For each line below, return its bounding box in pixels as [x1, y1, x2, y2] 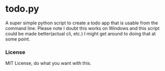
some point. [5, 36, 31, 42]
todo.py [5, 3, 39, 15]
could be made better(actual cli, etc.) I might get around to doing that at [5, 30, 156, 37]
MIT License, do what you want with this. [5, 60, 92, 66]
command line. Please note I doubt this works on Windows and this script [5, 25, 160, 31]
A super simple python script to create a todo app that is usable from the [5, 20, 158, 26]
